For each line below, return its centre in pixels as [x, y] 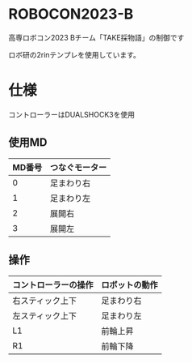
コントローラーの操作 [53, 284]
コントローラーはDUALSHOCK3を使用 [72, 114]
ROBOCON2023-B [71, 14]
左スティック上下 [45, 315]
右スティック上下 [45, 301]
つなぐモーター [78, 167]
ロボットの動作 [130, 284]
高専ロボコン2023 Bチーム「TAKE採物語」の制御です [96, 37]
